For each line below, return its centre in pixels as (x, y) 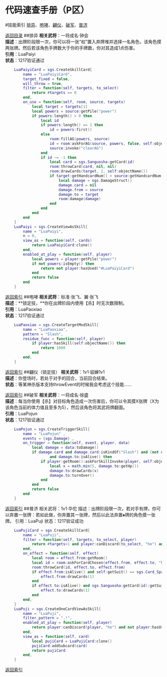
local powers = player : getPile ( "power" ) (74, 259)
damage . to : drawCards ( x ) (74, 471)
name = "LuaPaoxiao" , (45, 329)
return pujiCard (48, 650)
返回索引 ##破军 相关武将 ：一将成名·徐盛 (47, 395)
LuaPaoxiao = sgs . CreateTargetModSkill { (56, 325)
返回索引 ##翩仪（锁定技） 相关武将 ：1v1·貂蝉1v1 (55, 372)
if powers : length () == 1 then (72, 125)
